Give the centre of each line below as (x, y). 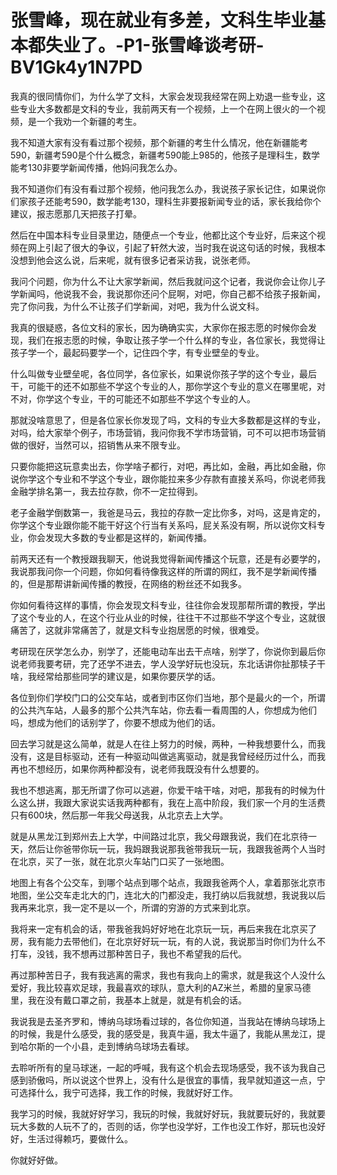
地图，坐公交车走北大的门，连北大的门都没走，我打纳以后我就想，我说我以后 (168, 895)
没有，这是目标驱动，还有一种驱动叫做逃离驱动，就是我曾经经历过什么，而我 (168, 756)
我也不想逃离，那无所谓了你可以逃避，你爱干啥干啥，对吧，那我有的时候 (159, 790)
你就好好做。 (36, 1160)
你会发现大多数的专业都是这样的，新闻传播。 (119, 537)
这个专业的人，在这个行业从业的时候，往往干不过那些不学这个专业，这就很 (172, 617)
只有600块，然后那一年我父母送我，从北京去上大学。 (119, 815)
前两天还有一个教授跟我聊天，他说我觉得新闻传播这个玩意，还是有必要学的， (168, 558)
